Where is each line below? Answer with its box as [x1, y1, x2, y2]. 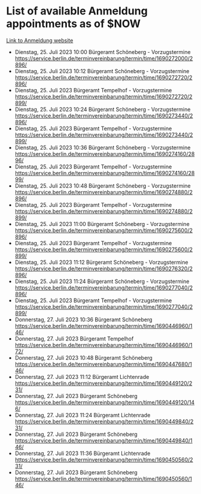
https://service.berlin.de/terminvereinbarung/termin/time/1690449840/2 [14, 418, 194, 425]
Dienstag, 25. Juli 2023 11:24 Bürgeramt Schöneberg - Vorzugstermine [14, 278, 190, 285]
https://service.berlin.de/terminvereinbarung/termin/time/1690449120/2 [14, 379, 193, 387]
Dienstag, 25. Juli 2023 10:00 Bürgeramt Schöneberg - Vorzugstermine [14, 48, 191, 55]
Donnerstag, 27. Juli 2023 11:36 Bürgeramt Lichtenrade [14, 450, 151, 457]
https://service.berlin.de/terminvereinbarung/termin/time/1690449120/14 [14, 399, 195, 406]
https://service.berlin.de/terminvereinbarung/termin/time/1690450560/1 [14, 475, 193, 482]
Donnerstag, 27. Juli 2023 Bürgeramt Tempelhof [14, 335, 134, 342]
